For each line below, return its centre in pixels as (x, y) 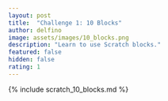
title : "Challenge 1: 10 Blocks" (65, 23)
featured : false (35, 52)
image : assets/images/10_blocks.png (69, 37)
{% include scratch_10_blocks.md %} (69, 89)
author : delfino (35, 30)
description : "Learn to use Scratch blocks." (84, 45)
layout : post (30, 15)
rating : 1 (25, 67)
